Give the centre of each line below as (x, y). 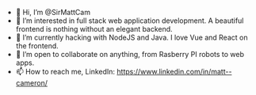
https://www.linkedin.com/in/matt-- (174, 72)
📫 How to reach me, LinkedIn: (65, 72)
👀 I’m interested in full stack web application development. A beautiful (130, 21)
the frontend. (37, 46)
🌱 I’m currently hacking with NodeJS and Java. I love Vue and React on (132, 37)
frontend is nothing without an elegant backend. (94, 29)
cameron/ (31, 83)
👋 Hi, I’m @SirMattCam (53, 12)
